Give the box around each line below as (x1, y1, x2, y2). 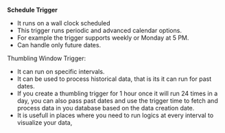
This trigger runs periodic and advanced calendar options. (16, 27, 182, 34)
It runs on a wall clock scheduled (16, 19, 111, 27)
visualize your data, (16, 119, 73, 126)
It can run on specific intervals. (16, 68, 105, 75)
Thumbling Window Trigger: (7, 54, 86, 62)
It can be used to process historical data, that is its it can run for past (16, 75, 211, 83)
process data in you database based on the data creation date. (16, 104, 195, 112)
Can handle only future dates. (16, 41, 102, 49)
